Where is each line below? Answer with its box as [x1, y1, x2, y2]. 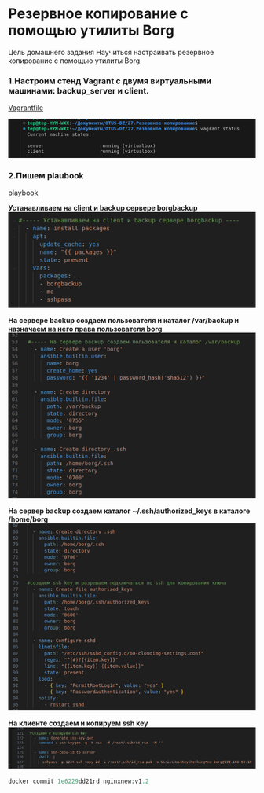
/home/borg [8, 514, 49, 523]
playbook [8, 188, 38, 197]
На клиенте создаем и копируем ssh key [8, 718, 148, 728]
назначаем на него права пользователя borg [8, 324, 163, 334]
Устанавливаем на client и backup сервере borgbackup [8, 204, 198, 213]
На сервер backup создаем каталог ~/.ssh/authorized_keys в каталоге [8, 506, 251, 516]
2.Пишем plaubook [8, 170, 84, 181]
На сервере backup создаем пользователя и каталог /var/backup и [8, 316, 240, 325]
